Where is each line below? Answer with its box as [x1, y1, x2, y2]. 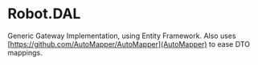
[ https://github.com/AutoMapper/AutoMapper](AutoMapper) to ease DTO [7, 39, 251, 48]
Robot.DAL [7, 5, 81, 23]
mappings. [7, 48, 43, 57]
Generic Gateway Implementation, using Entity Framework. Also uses [7, 31, 236, 40]
